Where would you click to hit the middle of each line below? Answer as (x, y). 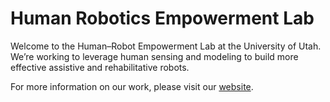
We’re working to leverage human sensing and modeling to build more (154, 56)
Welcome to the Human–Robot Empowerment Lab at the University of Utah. (166, 46)
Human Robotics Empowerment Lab (162, 18)
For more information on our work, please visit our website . (132, 86)
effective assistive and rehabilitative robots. (100, 67)
